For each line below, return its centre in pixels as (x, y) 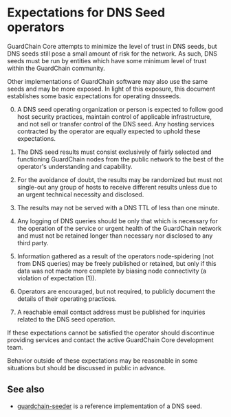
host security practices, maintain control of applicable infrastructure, (114, 116)
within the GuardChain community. (56, 68)
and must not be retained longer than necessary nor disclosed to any (115, 236)
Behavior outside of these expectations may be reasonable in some (102, 360)
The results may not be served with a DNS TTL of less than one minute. (118, 207)
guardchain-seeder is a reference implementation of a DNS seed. (110, 406)
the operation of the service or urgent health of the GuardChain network (119, 228)
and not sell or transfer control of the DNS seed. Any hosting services (115, 124)
